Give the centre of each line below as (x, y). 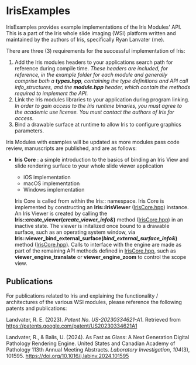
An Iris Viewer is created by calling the (61, 213)
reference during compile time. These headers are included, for (91, 68)
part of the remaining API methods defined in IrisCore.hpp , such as (95, 251)
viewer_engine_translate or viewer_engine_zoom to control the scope (100, 257)
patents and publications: (37, 308)
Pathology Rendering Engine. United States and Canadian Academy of (91, 343)
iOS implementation (47, 177)
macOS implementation (51, 183)
